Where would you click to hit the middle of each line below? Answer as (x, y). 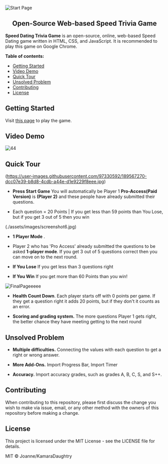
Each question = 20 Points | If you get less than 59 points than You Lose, (88, 212)
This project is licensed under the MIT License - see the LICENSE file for (80, 441)
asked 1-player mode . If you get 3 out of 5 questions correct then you (85, 252)
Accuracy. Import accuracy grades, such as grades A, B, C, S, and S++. (87, 375)
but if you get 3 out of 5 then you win (51, 217)
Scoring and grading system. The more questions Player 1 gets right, (85, 316)
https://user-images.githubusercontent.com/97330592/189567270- (77, 176)
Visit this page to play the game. (38, 120)
